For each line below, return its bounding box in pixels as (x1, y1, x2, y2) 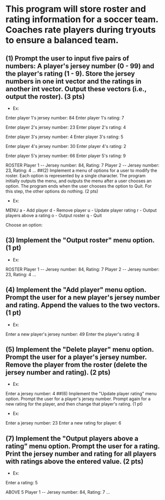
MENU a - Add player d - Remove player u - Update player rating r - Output (5, 207, 157, 213)
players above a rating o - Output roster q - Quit (5, 213, 102, 218)
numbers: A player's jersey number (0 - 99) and (5, 62, 155, 70)
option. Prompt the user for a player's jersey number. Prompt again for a (5, 396, 151, 402)
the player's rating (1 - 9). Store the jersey (5, 70, 135, 78)
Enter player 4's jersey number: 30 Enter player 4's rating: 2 (5, 143, 126, 149)
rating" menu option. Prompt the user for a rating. (5, 442, 160, 450)
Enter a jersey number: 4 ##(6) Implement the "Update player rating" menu (5, 391, 157, 397)
